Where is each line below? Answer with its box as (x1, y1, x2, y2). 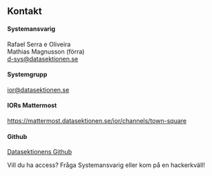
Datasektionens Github (7, 148, 73, 156)
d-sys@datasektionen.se (7, 54, 79, 63)
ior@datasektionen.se (7, 85, 70, 93)
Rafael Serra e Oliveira (7, 40, 71, 48)
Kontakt (7, 5, 43, 17)
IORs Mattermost (7, 101, 57, 109)
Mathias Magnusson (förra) (7, 47, 85, 56)
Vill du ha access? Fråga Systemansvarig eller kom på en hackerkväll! (7, 161, 205, 169)
